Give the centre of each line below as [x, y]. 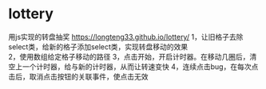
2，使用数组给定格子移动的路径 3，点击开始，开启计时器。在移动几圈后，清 [133, 56]
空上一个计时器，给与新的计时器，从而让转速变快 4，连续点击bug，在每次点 [133, 66]
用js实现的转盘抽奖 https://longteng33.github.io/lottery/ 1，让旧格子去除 [126, 37]
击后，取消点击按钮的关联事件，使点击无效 [78, 76]
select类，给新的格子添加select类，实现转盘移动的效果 [98, 46]
